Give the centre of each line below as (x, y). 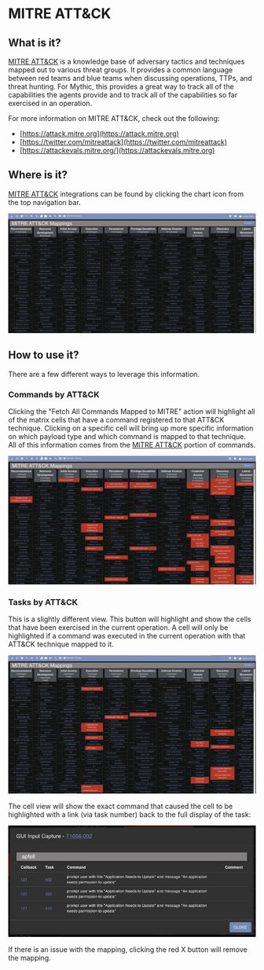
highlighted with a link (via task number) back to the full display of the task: (130, 814)
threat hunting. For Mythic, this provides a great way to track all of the (121, 86)
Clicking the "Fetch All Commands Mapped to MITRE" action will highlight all (132, 412)
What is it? (35, 43)
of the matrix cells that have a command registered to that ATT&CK (116, 420)
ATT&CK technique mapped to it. (61, 644)
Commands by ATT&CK (54, 394)
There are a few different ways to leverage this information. (104, 374)
